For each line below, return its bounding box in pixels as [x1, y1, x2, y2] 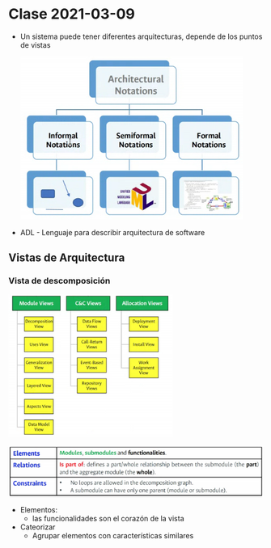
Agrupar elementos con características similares [32, 530, 194, 540]
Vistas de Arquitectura [8, 251, 125, 265]
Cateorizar [19, 522, 56, 532]
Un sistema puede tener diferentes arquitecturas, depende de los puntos [19, 32, 263, 41]
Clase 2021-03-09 [8, 5, 135, 23]
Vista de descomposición [8, 276, 111, 287]
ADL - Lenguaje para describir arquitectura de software [19, 227, 205, 237]
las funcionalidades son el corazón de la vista [32, 513, 184, 523]
